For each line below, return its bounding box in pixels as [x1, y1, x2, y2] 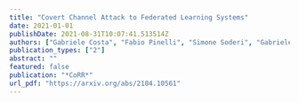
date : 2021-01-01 [9, 21, 74, 30]
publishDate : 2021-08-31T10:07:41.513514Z [9, 29, 169, 38]
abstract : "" [9, 54, 58, 63]
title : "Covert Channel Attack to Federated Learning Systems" [9, 12, 249, 22]
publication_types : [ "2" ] [9, 46, 105, 55]
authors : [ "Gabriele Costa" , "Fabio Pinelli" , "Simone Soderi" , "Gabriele [9, 37, 293, 47]
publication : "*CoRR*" [9, 71, 93, 80]
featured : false [9, 63, 69, 72]
